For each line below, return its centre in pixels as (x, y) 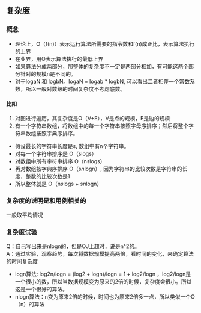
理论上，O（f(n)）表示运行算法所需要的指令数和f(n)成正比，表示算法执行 (105, 43)
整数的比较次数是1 (48, 176)
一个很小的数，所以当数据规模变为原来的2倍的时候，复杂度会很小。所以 (103, 282)
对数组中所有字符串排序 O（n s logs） (60, 161)
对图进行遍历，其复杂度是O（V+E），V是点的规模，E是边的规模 (92, 118)
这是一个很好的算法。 (41, 289)
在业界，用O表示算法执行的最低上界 (59, 58)
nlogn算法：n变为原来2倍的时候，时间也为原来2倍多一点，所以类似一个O (105, 297)
